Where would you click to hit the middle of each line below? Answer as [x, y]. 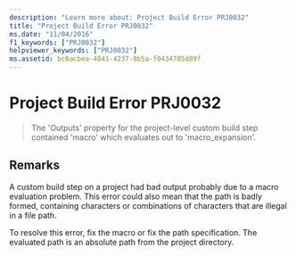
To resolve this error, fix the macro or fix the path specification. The [133, 232]
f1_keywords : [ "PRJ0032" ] [57, 42]
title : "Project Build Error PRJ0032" [81, 26]
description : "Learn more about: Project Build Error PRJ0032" [129, 17]
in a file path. [33, 215]
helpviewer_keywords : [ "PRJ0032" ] [74, 51]
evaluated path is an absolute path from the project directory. [122, 242]
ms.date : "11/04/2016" [51, 34]
